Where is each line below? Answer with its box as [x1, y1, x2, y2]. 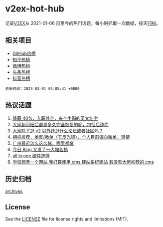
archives [5, 188, 23, 195]
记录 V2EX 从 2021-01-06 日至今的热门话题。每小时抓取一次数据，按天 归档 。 [5, 20, 161, 26]
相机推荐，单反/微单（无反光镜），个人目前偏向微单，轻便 [12, 134, 130, 140]
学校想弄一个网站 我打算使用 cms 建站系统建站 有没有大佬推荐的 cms [12, 159, 154, 165]
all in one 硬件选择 [12, 153, 50, 159]
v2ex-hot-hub [5, 3, 65, 14]
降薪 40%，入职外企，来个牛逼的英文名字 [12, 115, 98, 121]
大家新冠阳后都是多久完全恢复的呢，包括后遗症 [12, 121, 109, 127]
